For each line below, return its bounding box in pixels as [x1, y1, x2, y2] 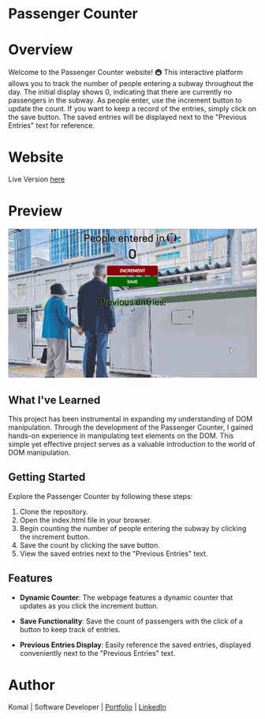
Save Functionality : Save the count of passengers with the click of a [19, 616, 243, 626]
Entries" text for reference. [8, 121, 95, 130]
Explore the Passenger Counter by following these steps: [8, 491, 193, 501]
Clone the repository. [19, 507, 88, 516]
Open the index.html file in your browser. [19, 515, 152, 525]
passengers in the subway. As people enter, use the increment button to [8, 95, 242, 105]
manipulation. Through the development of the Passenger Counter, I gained [8, 422, 254, 432]
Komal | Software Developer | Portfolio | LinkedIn [8, 702, 167, 711]
